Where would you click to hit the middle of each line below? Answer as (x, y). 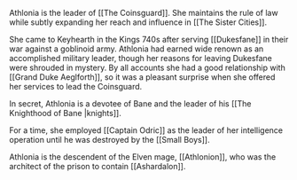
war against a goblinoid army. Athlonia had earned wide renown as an (137, 49)
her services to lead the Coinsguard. (76, 86)
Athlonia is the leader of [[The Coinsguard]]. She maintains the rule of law (144, 13)
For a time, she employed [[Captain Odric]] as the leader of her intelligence (146, 130)
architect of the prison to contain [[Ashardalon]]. (98, 166)
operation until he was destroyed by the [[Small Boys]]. (109, 140)
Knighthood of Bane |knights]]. (65, 113)
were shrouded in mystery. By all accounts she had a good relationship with (147, 67)
